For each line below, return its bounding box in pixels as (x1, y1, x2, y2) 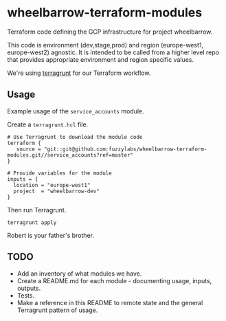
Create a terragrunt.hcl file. (7, 120, 89, 129)
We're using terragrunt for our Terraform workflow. (7, 69, 151, 77)
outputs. (16, 284, 41, 292)
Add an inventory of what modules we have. (16, 269, 142, 278)
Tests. (16, 291, 35, 300)
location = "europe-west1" (13, 181, 91, 188)
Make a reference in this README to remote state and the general (16, 298, 203, 307)
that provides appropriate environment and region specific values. (7, 55, 194, 63)
